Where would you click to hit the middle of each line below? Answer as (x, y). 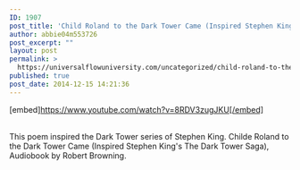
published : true (39, 76)
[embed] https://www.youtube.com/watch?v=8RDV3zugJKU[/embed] (137, 109)
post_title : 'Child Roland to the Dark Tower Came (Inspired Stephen (142, 26)
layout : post (33, 51)
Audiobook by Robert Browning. (68, 155)
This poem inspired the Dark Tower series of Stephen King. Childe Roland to (149, 136)
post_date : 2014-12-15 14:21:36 (69, 84)
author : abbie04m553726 (54, 34)
